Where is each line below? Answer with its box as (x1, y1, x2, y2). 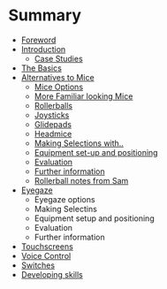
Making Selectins (34, 203, 98, 214)
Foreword (20, 34, 57, 45)
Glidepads (34, 118, 72, 129)
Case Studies (34, 53, 83, 64)
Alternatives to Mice (20, 72, 95, 82)
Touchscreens (20, 240, 74, 252)
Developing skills (20, 269, 83, 279)
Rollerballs (34, 100, 72, 110)
